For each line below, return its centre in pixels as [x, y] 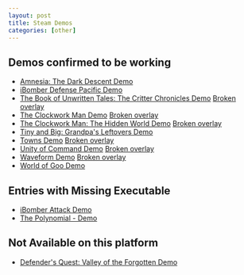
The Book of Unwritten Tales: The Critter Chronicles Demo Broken [128, 98]
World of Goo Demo [52, 166]
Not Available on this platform [83, 243]
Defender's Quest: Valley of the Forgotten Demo [99, 262]
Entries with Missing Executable [89, 191]
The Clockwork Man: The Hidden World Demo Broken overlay [121, 124]
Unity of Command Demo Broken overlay [87, 149]
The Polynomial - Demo [58, 218]
